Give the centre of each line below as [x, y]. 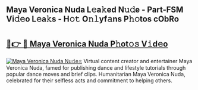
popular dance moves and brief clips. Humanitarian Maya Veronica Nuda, [96, 74]
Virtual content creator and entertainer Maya [138, 61]
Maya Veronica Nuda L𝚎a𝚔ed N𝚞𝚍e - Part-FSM [95, 10]
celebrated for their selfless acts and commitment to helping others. [89, 80]
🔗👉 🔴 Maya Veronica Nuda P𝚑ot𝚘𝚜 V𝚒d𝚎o [87, 44]
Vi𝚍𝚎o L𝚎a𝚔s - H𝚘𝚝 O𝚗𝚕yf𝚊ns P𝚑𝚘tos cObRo [93, 19]
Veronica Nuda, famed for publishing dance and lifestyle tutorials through [96, 68]
